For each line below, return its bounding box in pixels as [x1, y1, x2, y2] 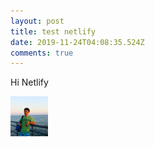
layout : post [10, 16, 65, 26]
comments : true [10, 48, 74, 58]
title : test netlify [10, 26, 97, 37]
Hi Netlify [10, 76, 49, 89]
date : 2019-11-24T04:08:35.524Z [10, 37, 145, 47]
